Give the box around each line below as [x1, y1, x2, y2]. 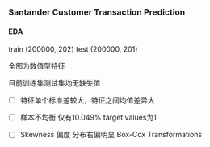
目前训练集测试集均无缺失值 [8, 78, 101, 88]
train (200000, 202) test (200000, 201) [8, 44, 138, 54]
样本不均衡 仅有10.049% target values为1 [19, 112, 157, 123]
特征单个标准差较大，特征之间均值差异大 [19, 95, 155, 105]
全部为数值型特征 [8, 61, 65, 71]
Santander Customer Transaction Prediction [8, 6, 186, 18]
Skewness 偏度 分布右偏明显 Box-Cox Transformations [19, 130, 203, 140]
